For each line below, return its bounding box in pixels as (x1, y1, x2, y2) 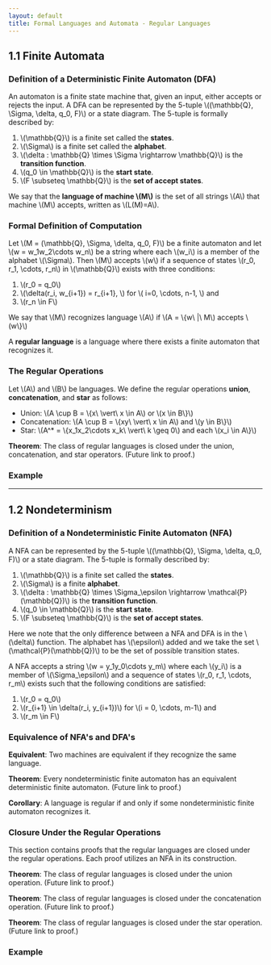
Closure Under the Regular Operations (8, 826, 161, 838)
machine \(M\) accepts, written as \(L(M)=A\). (8, 200, 160, 210)
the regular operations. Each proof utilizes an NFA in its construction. (8, 854, 237, 863)
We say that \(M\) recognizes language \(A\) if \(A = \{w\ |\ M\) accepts (8, 312, 244, 323)
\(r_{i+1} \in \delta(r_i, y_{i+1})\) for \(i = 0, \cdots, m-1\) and (19, 703, 217, 712)
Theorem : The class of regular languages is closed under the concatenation (8, 893, 262, 904)
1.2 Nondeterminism (8, 503, 113, 517)
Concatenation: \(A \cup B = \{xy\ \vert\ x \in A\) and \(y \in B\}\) (19, 416, 232, 426)
